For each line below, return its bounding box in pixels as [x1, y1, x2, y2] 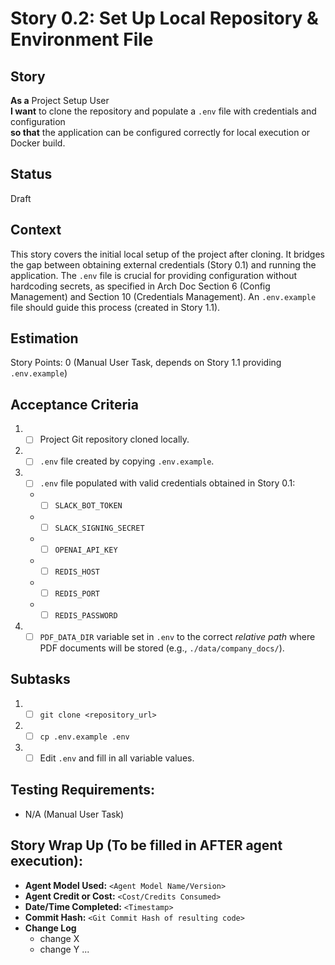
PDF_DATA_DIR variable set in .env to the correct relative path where [39, 630, 316, 642]
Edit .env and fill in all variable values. [39, 752, 195, 764]
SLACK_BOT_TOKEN [54, 501, 123, 511]
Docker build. [10, 137, 66, 149]
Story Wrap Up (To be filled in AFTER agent [10, 837, 283, 854]
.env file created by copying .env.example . [39, 455, 215, 467]
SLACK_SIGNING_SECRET [54, 523, 145, 533]
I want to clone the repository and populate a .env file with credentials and [10, 105, 317, 117]
